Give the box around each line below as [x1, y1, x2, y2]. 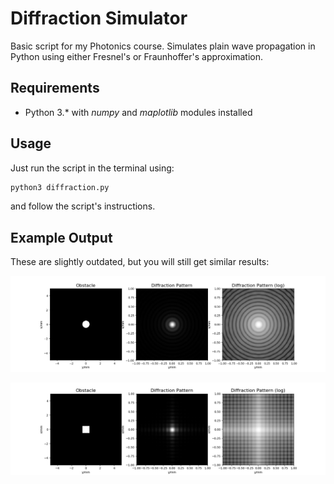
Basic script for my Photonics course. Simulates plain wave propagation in [10, 40, 316, 52]
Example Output [10, 229, 113, 246]
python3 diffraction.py [10, 182, 110, 192]
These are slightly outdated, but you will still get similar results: [10, 256, 270, 268]
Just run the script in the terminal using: [10, 162, 175, 174]
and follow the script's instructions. [10, 200, 156, 212]
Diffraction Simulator [10, 7, 188, 30]
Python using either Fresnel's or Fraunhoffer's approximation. [10, 50, 264, 62]
